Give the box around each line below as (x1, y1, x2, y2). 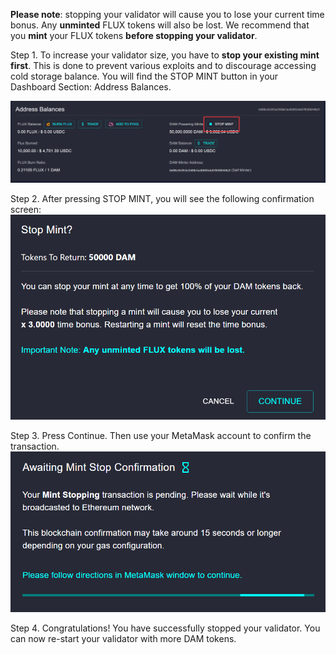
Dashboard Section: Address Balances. (10, 81, 172, 93)
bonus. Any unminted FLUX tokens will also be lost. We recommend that (10, 19, 310, 31)
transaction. (10, 440, 60, 453)
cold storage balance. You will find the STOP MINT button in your (10, 70, 279, 82)
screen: (10, 204, 42, 216)
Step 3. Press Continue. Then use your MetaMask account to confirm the (10, 430, 312, 442)
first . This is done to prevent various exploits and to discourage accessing (10, 60, 317, 71)
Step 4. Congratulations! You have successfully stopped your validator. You (10, 622, 321, 634)
